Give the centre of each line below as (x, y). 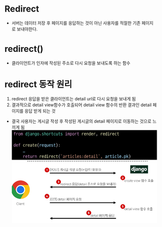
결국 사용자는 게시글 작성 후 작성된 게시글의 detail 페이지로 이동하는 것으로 (81, 121)
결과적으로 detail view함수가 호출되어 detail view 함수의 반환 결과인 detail (81, 105)
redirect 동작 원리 (38, 85)
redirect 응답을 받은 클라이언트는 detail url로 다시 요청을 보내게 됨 (74, 98)
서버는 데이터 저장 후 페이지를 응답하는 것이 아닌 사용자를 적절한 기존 (76, 23)
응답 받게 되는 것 (40, 111)
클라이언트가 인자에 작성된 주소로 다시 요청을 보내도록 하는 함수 (71, 63)
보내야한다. (27, 29)
